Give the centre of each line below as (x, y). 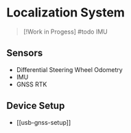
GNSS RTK (32, 84)
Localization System (65, 13)
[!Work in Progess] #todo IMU (65, 32)
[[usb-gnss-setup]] (44, 122)
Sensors (25, 53)
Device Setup (36, 106)
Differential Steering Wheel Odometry (69, 69)
